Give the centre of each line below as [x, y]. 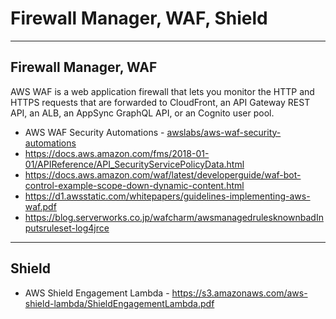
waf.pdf [40, 206]
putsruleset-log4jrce [67, 228]
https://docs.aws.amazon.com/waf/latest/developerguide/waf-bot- [163, 174]
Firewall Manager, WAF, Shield [139, 18]
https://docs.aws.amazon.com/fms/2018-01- [117, 153]
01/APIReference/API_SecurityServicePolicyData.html [134, 164]
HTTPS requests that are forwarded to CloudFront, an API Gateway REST [160, 102]
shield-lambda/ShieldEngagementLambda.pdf [119, 303]
